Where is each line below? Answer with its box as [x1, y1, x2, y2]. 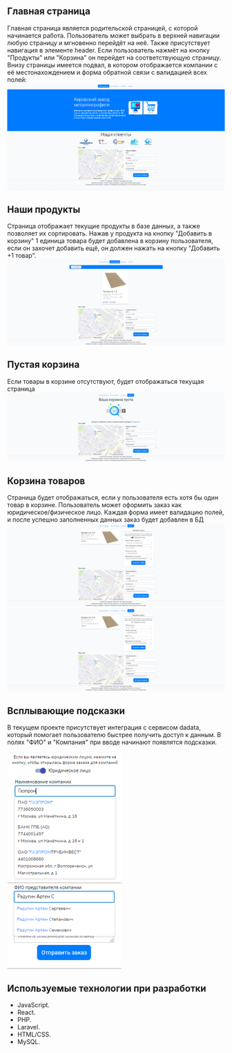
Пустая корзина [7, 359, 80, 371]
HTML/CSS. [17, 1030, 52, 1038]
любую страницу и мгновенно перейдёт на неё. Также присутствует [7, 38, 211, 47]
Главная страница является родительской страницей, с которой [7, 24, 198, 32]
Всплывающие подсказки [7, 705, 126, 716]
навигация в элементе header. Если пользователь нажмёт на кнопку [7, 46, 211, 54]
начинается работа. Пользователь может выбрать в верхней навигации [7, 31, 220, 39]
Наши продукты [7, 204, 81, 215]
